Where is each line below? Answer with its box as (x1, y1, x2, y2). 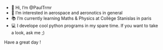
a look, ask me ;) (11, 30, 45, 35)
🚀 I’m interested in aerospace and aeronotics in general (11, 10, 123, 16)
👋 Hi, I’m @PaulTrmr (11, 5, 52, 10)
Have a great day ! (4, 39, 41, 45)
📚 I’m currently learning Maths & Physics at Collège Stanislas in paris (11, 15, 152, 21)
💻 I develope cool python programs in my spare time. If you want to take (11, 23, 158, 28)
